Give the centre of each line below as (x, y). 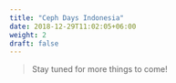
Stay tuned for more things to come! (99, 69)
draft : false (34, 43)
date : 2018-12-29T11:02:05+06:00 (73, 26)
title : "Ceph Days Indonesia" (67, 18)
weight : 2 (28, 35)
